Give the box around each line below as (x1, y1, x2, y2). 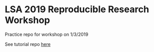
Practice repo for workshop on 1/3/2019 (5, 31, 89, 37)
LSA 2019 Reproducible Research (5, 4, 149, 15)
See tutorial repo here (5, 41, 51, 47)
